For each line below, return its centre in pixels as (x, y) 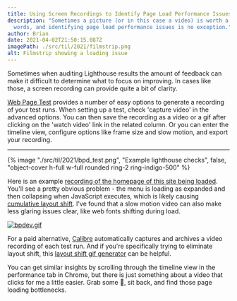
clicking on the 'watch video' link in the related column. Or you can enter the (118, 124)
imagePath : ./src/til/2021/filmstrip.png (69, 47)
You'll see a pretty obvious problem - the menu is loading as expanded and (116, 189)
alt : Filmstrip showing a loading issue (68, 54)
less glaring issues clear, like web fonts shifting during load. (94, 211)
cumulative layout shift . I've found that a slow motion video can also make (115, 203)
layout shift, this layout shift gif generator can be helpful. (89, 253)
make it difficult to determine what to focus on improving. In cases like (109, 81)
